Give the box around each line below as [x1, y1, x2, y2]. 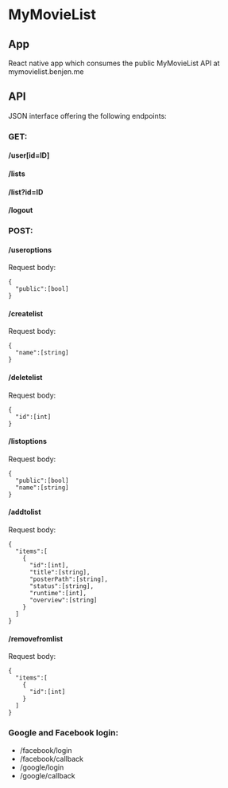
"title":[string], [29, 568, 91, 577]
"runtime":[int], [29, 590, 87, 598]
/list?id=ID [8, 187, 44, 197]
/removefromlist [8, 633, 64, 643]
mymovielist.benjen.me [8, 67, 84, 76]
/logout [8, 206, 33, 215]
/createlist [8, 308, 44, 318]
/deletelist [8, 373, 43, 382]
